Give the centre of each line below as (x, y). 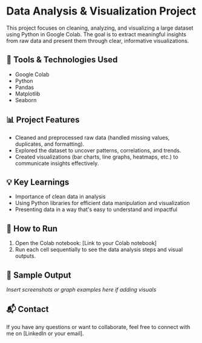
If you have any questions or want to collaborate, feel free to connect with (98, 327)
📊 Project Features (43, 120)
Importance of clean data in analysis (60, 197)
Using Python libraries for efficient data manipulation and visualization (102, 203)
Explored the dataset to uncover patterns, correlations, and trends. (98, 150)
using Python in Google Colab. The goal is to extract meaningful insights (96, 34)
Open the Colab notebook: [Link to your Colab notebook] (86, 243)
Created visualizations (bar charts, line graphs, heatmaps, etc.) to (96, 157)
